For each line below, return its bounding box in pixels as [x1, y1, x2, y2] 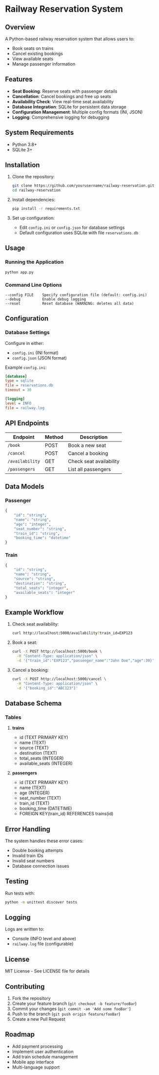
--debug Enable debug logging [5, 296, 86, 302]
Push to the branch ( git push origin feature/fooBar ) [12, 1011, 120, 1017]
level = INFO [5, 401, 32, 406]
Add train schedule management [12, 1053, 78, 1059]
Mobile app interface [12, 1059, 54, 1065]
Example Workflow [5, 608, 64, 616]
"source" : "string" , [14, 577, 56, 582]
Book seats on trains [12, 46, 54, 51]
